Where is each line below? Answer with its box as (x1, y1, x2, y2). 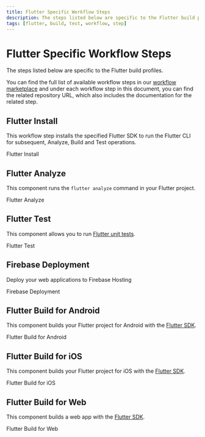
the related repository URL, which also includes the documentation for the (6, 92, 192, 99)
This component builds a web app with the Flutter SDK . (6, 413, 145, 420)
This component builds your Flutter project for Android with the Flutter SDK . (6, 321, 196, 329)
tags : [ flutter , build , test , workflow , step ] (6, 20, 127, 26)
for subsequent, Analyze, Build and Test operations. (6, 139, 137, 146)
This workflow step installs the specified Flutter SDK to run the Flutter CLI (6, 132, 191, 139)
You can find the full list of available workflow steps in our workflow (6, 79, 177, 86)
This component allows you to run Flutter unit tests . (6, 230, 135, 237)
